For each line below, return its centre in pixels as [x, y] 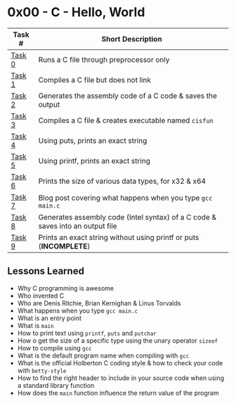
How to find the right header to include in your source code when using [121, 378]
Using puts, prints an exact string [93, 140]
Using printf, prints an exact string [94, 160]
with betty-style [42, 370]
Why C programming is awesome [66, 288]
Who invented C [41, 296]
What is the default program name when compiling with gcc [103, 355]
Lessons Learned [46, 271]
